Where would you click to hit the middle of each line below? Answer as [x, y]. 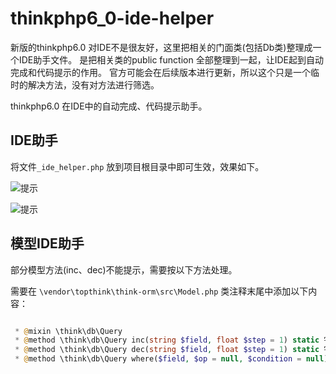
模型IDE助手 [47, 243]
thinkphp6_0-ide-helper [112, 18]
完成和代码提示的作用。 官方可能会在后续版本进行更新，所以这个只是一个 [160, 72]
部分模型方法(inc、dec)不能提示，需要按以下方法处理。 [124, 269]
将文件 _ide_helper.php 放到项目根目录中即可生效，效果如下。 [137, 166]
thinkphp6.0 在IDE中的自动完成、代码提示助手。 [109, 106]
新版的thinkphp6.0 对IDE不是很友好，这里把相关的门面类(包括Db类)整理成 [161, 47]
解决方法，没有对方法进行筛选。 [93, 84]
